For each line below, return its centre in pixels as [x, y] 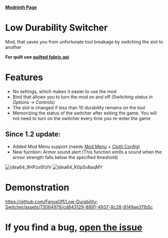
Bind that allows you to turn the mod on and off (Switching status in [82, 97]
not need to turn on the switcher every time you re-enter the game [81, 118]
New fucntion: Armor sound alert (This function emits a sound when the [87, 152]
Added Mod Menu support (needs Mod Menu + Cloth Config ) [76, 146]
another [13, 47]
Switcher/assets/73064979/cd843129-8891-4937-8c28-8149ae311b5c [79, 207]
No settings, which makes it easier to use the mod [65, 91]
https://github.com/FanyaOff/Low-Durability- [52, 202]
